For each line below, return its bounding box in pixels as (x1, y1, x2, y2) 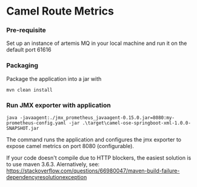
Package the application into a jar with (6, 75, 102, 83)
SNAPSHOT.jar (6, 126, 39, 132)
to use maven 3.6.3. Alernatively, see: (6, 161, 100, 168)
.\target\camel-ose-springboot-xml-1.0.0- (82, 120, 191, 126)
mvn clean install (6, 87, 53, 93)
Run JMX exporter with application (6, 101, 111, 109)
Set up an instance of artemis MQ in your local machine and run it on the (6, 39, 187, 47)
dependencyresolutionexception (6, 174, 87, 181)
